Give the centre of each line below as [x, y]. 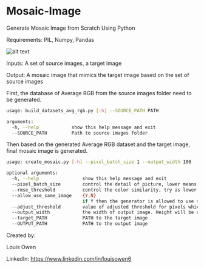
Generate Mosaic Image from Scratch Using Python [71, 28]
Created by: [21, 235]
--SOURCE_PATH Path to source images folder [80, 133]
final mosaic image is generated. [47, 151]
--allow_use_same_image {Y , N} [54, 195]
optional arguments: [32, 173]
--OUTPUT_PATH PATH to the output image [80, 224]
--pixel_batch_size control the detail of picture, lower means [104, 184]
